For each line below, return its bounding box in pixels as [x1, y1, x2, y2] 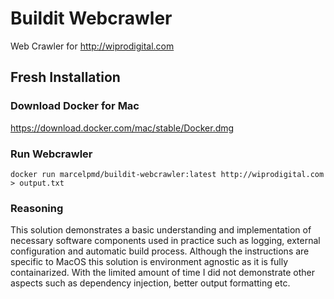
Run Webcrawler [10, 147, 93, 161]
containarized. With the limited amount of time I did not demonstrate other [10, 267, 315, 279]
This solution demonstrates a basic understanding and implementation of [10, 224, 312, 236]
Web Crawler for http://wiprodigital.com [10, 40, 175, 52]
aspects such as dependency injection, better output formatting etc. [10, 277, 291, 289]
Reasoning [10, 201, 64, 215]
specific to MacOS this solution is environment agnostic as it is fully [10, 256, 289, 268]
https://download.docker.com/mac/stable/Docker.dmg [10, 122, 235, 134]
